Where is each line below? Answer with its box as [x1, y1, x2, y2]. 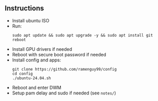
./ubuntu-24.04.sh [12, 76, 51, 81]
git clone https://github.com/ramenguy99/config [12, 66, 117, 72]
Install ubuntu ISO [12, 17, 50, 23]
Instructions [5, 4, 44, 13]
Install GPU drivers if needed [12, 46, 72, 52]
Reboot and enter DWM [12, 84, 62, 90]
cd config [12, 71, 33, 76]
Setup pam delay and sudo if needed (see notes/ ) [12, 90, 116, 96]
